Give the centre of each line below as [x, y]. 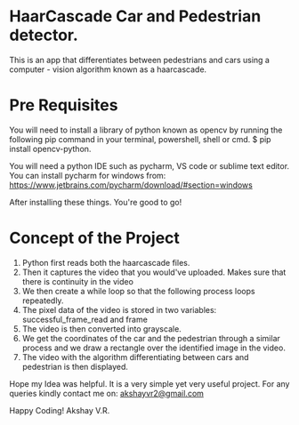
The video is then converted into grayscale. [102, 329]
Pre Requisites [64, 105]
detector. [44, 35]
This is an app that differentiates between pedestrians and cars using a [139, 60]
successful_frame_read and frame [85, 319]
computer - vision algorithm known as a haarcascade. [108, 69]
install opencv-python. [50, 148]
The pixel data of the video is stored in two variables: [119, 309]
